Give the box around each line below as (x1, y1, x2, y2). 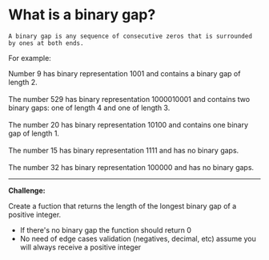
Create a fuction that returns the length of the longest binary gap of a (8, 201, 237, 210)
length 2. (8, 77, 38, 87)
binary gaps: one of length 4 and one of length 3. (8, 103, 171, 112)
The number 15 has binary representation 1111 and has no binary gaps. (8, 145, 239, 155)
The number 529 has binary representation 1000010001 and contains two (8, 94, 251, 104)
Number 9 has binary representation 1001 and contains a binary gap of (8, 68, 241, 78)
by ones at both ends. (8, 39, 84, 47)
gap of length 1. (8, 128, 60, 138)
